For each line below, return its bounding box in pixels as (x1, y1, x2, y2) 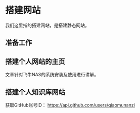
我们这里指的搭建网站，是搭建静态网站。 (5, 22, 89, 28)
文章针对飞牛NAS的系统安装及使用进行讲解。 (5, 72, 99, 78)
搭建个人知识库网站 (5, 88, 65, 96)
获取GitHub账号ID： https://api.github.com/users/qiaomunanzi (5, 102, 135, 108)
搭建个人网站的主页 (5, 57, 65, 66)
